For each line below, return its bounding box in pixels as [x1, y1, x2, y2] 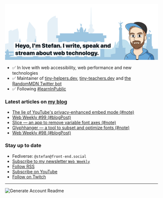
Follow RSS [12, 164, 35, 169]
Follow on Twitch [12, 174, 46, 180]
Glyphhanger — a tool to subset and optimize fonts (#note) [12, 125, 130, 131]
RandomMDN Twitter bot [12, 81, 62, 87]
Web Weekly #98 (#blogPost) [12, 130, 71, 136]
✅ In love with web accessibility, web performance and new [12, 65, 132, 71]
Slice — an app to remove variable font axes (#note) [12, 120, 116, 126]
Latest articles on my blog [5, 99, 67, 105]
